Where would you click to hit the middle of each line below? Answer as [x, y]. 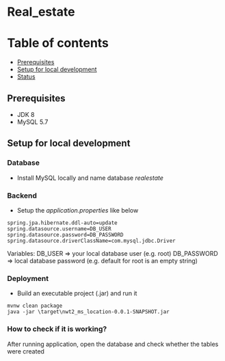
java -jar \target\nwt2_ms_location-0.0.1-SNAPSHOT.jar [88, 312]
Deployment [28, 278]
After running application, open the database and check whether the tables [113, 344]
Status [26, 77]
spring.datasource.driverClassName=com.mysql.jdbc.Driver [91, 241]
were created [26, 351]
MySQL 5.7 [32, 122]
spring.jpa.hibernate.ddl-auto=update [62, 223]
